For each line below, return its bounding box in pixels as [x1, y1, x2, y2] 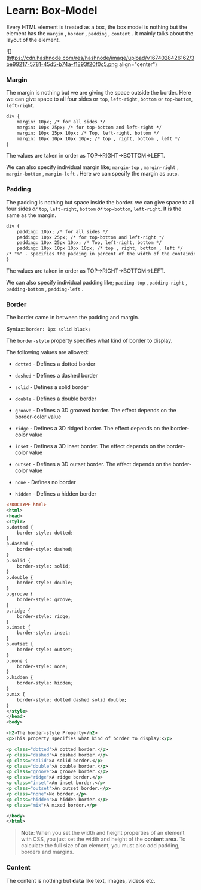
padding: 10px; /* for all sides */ [17, 228, 109, 234]
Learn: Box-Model [6, 4, 98, 17]
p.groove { [6, 591, 33, 597]
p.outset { [6, 641, 33, 647]
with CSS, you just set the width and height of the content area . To [20, 835, 186, 843]
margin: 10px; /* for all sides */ [17, 119, 106, 125]
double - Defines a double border [14, 395, 97, 402]
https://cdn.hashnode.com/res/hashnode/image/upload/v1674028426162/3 [8, 54, 195, 61]
